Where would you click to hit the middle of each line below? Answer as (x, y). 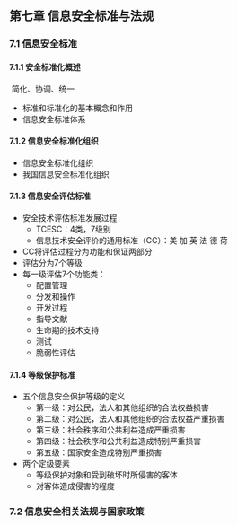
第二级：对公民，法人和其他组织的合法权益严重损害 (130, 419)
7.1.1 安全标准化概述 (45, 66)
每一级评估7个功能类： (64, 274)
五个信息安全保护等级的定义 (74, 397)
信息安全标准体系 (54, 118)
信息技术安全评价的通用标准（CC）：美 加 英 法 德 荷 (132, 240)
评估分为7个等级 (52, 262)
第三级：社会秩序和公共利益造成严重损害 (110, 430)
